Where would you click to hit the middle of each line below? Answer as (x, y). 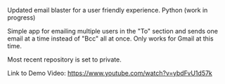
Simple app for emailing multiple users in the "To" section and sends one (112, 31)
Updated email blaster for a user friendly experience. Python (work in (108, 10)
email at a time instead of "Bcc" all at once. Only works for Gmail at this (110, 38)
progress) (21, 17)
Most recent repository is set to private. (64, 59)
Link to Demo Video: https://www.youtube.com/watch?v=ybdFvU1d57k (110, 73)
